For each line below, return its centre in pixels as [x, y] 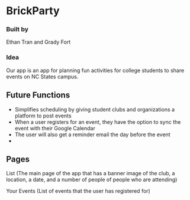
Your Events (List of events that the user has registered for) [78, 191]
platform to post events [43, 116]
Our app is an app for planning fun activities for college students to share [95, 70]
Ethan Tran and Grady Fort [38, 42]
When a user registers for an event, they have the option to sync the [98, 122]
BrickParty [33, 11]
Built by [17, 29]
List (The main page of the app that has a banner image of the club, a [91, 173]
